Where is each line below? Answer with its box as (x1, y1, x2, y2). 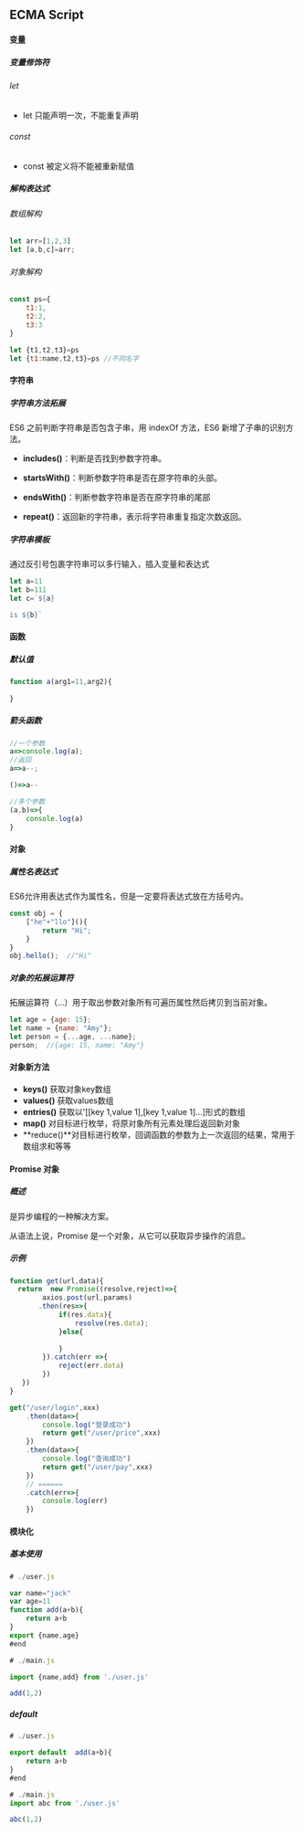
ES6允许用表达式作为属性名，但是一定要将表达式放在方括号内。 (9, 890, 249, 902)
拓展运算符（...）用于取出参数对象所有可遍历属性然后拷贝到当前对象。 (9, 997, 273, 1008)
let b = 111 (9, 584, 47, 595)
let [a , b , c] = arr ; (9, 246, 76, 255)
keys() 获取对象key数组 (22, 1083, 111, 1094)
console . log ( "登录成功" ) (42, 1420, 131, 1429)
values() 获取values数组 (22, 1095, 114, 1106)
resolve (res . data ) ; (74, 1319, 149, 1328)
